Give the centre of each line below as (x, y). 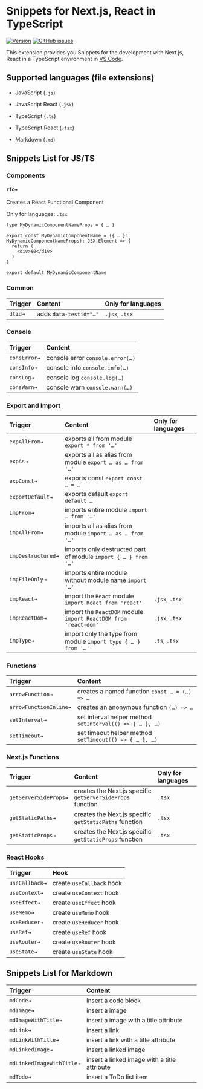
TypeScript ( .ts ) (35, 116)
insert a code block (114, 1001)
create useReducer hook (85, 923)
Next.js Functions (33, 757)
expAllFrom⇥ (27, 442)
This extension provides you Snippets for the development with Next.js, (95, 52)
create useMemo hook (81, 913)
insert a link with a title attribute (131, 1040)
